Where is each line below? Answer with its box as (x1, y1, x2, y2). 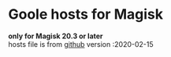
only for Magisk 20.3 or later (8, 31, 104, 41)
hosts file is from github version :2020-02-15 (8, 39, 154, 48)
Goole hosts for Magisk (8, 5, 164, 23)
